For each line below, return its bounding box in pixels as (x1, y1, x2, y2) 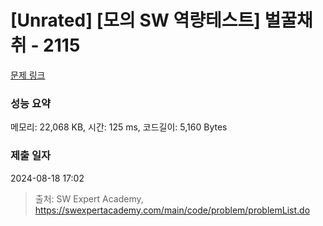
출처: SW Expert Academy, (34, 192, 144, 205)
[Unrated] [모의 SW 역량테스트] (10, 9, 261, 32)
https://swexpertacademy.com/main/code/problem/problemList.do (34, 204, 311, 216)
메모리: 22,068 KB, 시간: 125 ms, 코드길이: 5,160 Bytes (10, 121, 228, 133)
